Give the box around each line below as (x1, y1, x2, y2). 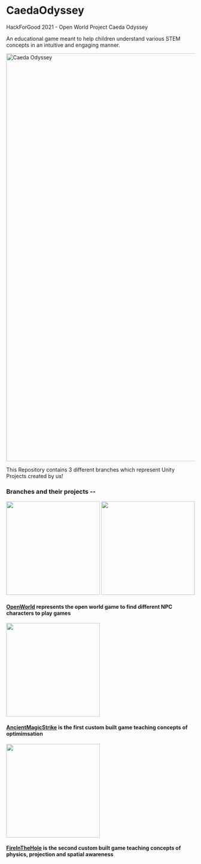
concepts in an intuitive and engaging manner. (6, 41, 120, 49)
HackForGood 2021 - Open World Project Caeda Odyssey (6, 23, 148, 31)
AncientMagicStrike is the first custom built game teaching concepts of (6, 724, 188, 731)
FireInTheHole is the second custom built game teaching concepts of (6, 844, 181, 851)
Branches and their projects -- (6, 487, 96, 496)
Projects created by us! (6, 472, 63, 479)
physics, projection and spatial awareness (6, 851, 114, 858)
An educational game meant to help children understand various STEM (6, 35, 181, 42)
